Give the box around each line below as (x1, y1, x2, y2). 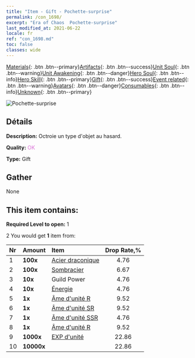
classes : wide (6, 47, 41, 53)
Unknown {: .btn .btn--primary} (17, 88, 92, 95)
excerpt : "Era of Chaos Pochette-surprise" (6, 19, 118, 25)
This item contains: (6, 205, 79, 215)
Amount (22, 246, 46, 254)
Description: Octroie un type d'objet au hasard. (6, 132, 122, 139)
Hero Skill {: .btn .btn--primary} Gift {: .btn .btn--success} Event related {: (17, 75, 189, 83)
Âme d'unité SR (51, 304, 95, 313)
